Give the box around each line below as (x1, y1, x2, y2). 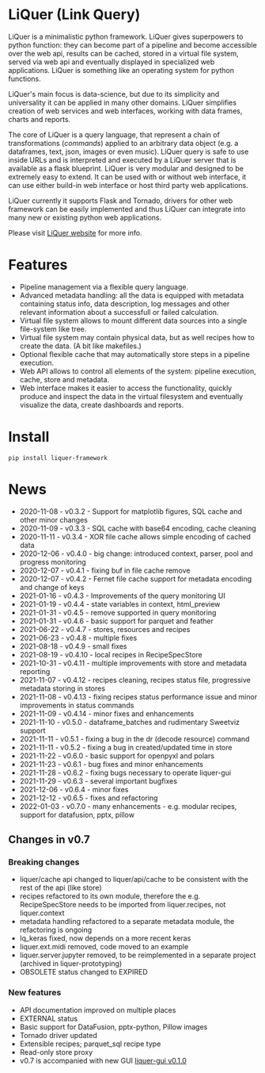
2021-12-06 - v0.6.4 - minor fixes (19, 784, 129, 794)
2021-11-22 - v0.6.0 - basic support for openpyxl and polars (19, 751, 215, 761)
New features (8, 987, 62, 998)
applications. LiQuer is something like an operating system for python (8, 65, 235, 75)
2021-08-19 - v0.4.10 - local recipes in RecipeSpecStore (19, 650, 203, 659)
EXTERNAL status (19, 1014, 78, 1023)
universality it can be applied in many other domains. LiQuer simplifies (8, 98, 237, 107)
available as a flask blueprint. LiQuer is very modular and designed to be (8, 163, 244, 173)
